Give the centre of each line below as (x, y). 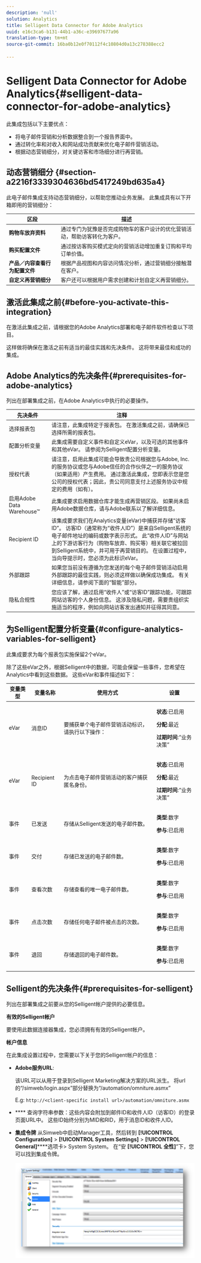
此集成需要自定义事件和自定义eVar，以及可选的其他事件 (120, 442)
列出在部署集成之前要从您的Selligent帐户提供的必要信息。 (77, 1004)
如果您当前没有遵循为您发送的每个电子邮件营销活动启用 (119, 567)
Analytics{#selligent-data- (74, 94)
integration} (29, 312)
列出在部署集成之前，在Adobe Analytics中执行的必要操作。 (79, 401)
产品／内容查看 (27, 263)
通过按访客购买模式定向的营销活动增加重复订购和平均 (126, 246)
